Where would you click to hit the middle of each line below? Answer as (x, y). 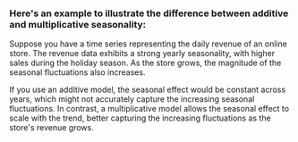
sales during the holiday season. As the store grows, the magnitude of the (145, 63)
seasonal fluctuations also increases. (77, 72)
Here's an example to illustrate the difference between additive (149, 13)
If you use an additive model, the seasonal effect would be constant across (148, 90)
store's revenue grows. (51, 128)
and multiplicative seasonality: (78, 24)
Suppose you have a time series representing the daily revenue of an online (149, 44)
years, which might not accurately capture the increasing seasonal (132, 99)
